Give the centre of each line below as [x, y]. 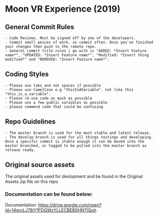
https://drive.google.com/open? [70, 205]
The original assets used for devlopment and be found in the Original [74, 177]
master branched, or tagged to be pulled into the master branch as [76, 145]
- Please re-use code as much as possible [49, 98]
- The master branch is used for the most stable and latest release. [78, 133]
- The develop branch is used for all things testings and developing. [79, 137]
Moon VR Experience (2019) [63, 9]
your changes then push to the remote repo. [51, 47]
